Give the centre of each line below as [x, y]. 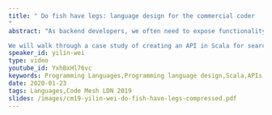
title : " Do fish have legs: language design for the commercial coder [132, 16]
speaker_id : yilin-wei [47, 53]
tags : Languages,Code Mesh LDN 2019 [70, 91]
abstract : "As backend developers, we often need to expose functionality [137, 31]
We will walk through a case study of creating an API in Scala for [126, 45]
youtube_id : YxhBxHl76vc [50, 68]
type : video [28, 61]
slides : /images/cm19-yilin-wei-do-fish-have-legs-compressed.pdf [123, 98]
